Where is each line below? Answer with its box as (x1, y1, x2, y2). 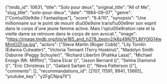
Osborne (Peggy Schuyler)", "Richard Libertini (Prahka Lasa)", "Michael (5, 52, 152, 58)
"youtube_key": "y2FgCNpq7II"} (5, 73, 71, 79)
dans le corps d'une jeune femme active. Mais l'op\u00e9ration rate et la (5, 25, 155, 31)
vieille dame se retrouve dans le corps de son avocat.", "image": (5, 31, 137, 36)
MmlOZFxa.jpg (5, 41, 36, 47)
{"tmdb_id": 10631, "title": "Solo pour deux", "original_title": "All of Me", (5, 4, 150, 10)
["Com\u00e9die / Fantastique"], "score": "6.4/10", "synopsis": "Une (5, 15, 146, 20)
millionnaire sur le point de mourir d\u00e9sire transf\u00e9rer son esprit (5, 20, 156, 26)
